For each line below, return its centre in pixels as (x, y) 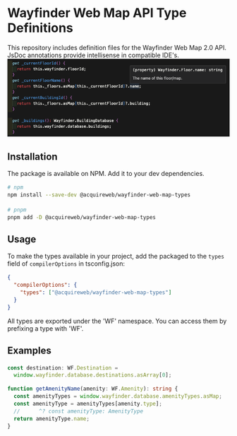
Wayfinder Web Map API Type (97, 13)
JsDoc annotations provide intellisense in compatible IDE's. (93, 55)
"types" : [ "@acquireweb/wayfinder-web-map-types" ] (96, 293)
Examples (29, 351)
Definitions (41, 28)
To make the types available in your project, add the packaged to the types (116, 257)
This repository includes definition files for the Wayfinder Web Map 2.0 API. (117, 47)
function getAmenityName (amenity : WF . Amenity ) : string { (93, 389)
